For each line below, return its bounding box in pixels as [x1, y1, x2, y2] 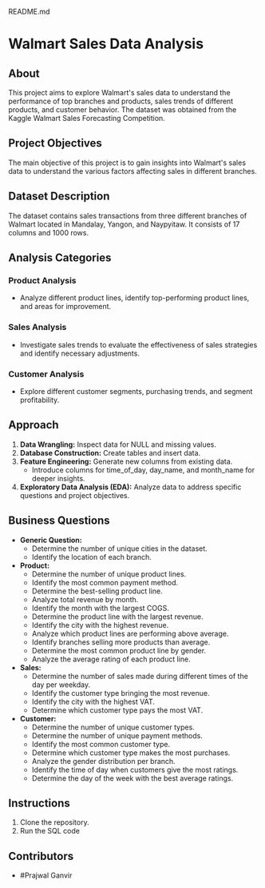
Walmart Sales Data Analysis [8, 35, 204, 53]
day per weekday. [31, 680, 90, 689]
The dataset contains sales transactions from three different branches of [8, 211, 247, 220]
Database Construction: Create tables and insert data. [19, 448, 201, 457]
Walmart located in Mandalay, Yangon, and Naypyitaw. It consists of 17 [8, 219, 240, 229]
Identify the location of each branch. [31, 552, 152, 561]
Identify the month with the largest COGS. [31, 603, 169, 613]
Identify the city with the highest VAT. [31, 697, 156, 706]
